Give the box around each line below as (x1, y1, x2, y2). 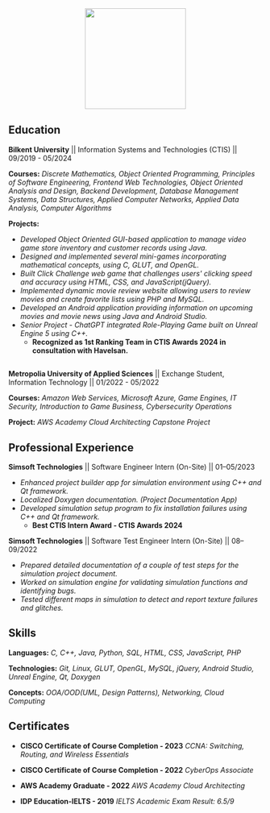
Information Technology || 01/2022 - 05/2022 (8, 378, 160, 388)
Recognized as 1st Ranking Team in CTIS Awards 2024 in (31, 337, 226, 346)
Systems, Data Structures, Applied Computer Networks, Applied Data (8, 194, 239, 204)
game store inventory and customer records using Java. (19, 243, 208, 252)
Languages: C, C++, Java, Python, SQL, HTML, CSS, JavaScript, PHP (8, 648, 242, 657)
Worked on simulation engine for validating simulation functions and (19, 578, 248, 587)
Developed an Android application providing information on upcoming (19, 302, 253, 313)
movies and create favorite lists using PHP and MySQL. (19, 294, 205, 304)
